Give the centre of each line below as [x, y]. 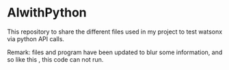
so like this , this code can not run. [55, 59]
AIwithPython [47, 13]
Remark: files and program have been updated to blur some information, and [115, 52]
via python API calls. [36, 38]
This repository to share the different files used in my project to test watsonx [115, 32]
